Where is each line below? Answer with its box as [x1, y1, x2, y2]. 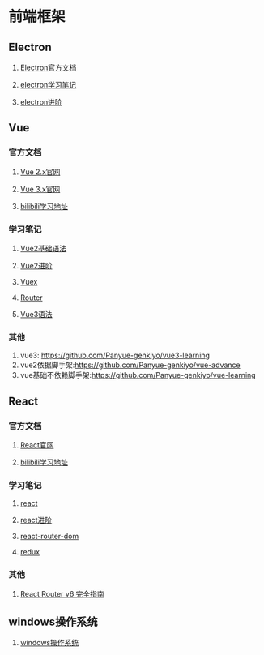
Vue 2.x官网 [19, 167, 61, 177]
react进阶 [19, 516, 53, 525]
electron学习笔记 [19, 80, 77, 89]
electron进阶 [19, 97, 62, 106]
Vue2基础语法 [19, 243, 67, 253]
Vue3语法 [19, 309, 53, 319]
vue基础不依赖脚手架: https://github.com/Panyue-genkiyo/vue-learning [19, 370, 257, 380]
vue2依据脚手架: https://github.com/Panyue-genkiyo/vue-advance [19, 360, 241, 370]
